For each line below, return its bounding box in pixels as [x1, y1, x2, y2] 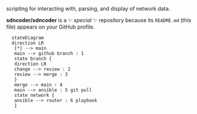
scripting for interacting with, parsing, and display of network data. [6, 5, 171, 12]
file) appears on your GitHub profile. [6, 23, 95, 30]
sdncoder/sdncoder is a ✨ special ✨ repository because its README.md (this [6, 17, 192, 23]
